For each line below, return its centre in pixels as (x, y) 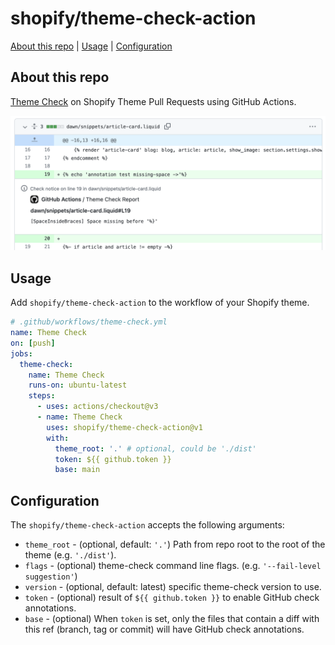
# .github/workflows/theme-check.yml (89, 322)
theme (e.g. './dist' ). (70, 555)
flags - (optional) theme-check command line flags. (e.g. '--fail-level (173, 566)
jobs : (21, 353)
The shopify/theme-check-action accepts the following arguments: (147, 525)
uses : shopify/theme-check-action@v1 (124, 427)
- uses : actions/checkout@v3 (97, 407)
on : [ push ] (33, 343)
